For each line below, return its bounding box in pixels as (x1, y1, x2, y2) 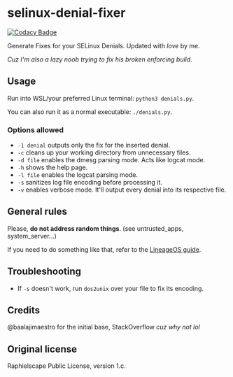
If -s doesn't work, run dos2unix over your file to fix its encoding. (17, 284, 204, 292)
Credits (7, 304, 41, 316)
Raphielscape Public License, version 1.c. (7, 362, 126, 370)
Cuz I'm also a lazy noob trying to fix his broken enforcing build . (7, 55, 192, 64)
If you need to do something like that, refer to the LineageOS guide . (7, 245, 202, 253)
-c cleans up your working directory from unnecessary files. (17, 148, 191, 157)
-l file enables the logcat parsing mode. (17, 171, 139, 179)
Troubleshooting (7, 266, 82, 278)
